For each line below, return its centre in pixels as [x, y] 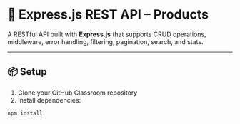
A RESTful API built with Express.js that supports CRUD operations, [107, 34]
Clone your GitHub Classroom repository [77, 93]
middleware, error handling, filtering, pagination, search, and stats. [105, 41]
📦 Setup [27, 72]
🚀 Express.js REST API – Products [108, 15]
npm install [25, 113]
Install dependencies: [49, 100]
